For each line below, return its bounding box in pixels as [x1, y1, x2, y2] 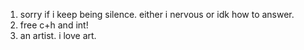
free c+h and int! [19, 19, 89, 31]
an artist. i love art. [19, 30, 97, 41]
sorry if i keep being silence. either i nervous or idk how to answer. [19, 9, 295, 20]
